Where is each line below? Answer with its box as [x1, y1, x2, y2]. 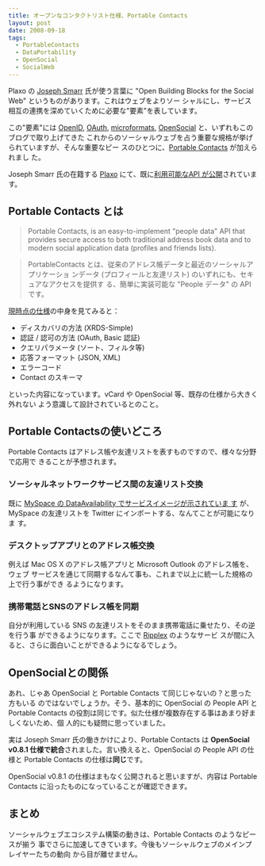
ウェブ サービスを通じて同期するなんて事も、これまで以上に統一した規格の [8, 569, 253, 579]
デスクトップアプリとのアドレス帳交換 [8, 540, 155, 551]
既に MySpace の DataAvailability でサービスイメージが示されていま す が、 [8, 498, 254, 508]
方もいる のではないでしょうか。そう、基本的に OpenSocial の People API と [8, 699, 258, 708]
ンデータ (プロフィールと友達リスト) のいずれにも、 [71, 269, 240, 278]
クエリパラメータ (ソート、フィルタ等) [19, 343, 145, 352]
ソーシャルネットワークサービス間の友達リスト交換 [8, 479, 204, 490]
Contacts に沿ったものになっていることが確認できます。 [8, 782, 192, 791]
